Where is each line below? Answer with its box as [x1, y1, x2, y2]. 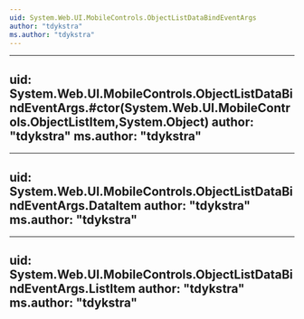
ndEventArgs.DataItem [9, 198, 142, 213]
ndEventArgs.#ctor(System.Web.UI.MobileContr [9, 100, 291, 116]
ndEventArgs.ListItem [9, 281, 136, 296]
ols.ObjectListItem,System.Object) [9, 114, 210, 129]
